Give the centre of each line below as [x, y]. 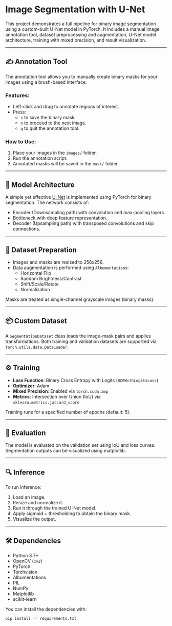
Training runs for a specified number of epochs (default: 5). [68, 412]
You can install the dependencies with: [46, 609]
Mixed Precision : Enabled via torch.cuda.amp [60, 391]
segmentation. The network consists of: [47, 203]
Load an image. [29, 497]
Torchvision [25, 572]
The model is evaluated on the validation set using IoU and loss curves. [80, 445]
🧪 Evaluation [26, 433]
